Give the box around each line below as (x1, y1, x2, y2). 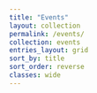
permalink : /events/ (9, 29, 86, 38)
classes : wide (9, 71, 62, 80)
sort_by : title (9, 54, 65, 63)
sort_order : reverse (9, 63, 86, 72)
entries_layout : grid (9, 46, 89, 55)
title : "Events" (9, 12, 69, 22)
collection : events (9, 37, 81, 47)
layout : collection (9, 21, 81, 30)
